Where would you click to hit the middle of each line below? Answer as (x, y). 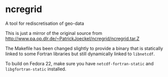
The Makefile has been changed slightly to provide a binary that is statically (84, 48)
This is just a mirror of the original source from (54, 33)
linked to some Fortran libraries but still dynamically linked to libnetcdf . (80, 54)
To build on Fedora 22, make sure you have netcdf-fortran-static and (79, 63)
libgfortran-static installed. (36, 69)
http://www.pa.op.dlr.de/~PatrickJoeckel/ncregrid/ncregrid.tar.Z (72, 38)
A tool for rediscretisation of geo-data (45, 23)
